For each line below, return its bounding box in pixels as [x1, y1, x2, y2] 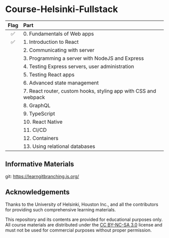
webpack [23, 94, 45, 101]
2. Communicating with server [23, 46, 95, 53]
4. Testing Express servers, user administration [23, 63, 134, 70]
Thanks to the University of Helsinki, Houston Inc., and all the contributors [5, 201, 158, 207]
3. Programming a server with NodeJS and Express [23, 54, 144, 61]
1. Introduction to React [23, 38, 79, 45]
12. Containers [23, 134, 59, 141]
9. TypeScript [23, 110, 55, 117]
